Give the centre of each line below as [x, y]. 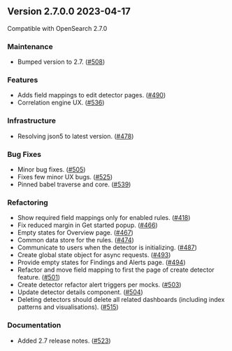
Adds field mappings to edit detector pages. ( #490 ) [92, 95]
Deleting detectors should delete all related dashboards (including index [121, 300]
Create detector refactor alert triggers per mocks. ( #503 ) [99, 285]
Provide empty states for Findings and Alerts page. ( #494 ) [102, 263]
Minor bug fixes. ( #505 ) [51, 170]
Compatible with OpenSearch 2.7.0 [57, 28]
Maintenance [30, 46]
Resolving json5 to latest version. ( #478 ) [75, 136]
